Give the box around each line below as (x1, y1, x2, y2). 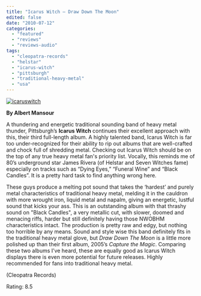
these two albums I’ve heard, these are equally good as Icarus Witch (6, 247, 176, 254)
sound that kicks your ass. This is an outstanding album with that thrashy (6, 203, 187, 210)
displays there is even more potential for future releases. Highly (6, 253, 163, 261)
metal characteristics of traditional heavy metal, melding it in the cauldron (6, 190, 188, 197)
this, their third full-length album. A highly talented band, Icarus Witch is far (6, 134, 192, 141)
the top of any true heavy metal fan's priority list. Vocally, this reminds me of (6, 153, 195, 159)
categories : (6, 25, 36, 32)
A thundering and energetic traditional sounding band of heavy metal (6, 121, 177, 128)
